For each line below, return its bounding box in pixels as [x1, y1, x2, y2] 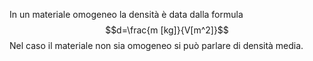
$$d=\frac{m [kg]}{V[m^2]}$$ [105, 24, 229, 36]
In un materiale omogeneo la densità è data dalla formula [9, 9, 244, 20]
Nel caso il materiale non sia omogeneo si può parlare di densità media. [9, 40, 304, 51]
